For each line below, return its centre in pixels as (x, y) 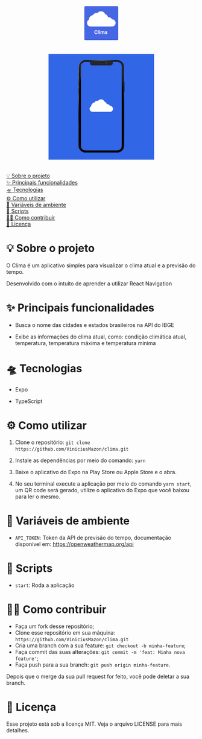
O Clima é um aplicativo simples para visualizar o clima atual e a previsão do (101, 265)
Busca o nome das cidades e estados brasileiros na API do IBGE (95, 325)
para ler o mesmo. (38, 496)
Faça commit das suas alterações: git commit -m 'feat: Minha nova (100, 652)
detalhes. (18, 730)
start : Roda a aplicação (45, 585)
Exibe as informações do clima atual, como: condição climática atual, (101, 337)
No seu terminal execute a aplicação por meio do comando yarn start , (103, 484)
